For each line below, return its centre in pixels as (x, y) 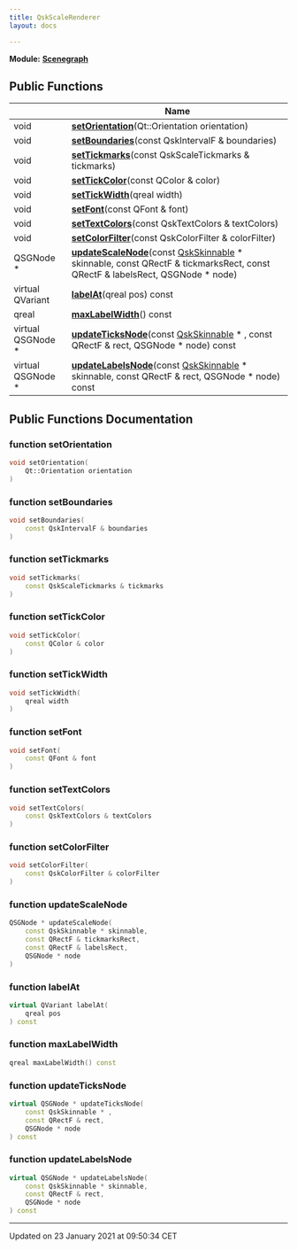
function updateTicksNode (68, 1085)
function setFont (46, 732)
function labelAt (45, 987)
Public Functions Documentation (101, 419)
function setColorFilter (59, 847)
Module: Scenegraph (49, 58)
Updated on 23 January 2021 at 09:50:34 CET (93, 1236)
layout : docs (33, 26)
